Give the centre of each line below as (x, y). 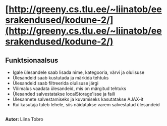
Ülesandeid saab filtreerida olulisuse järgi (55, 83)
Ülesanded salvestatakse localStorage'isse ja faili (64, 94)
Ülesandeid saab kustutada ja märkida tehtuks (61, 78)
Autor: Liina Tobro (24, 119)
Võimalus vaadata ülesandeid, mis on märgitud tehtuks (69, 89)
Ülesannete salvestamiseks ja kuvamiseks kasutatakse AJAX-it (78, 99)
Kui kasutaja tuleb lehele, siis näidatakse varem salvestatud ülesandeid (86, 104)
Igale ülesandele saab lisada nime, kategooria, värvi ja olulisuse (78, 72)
